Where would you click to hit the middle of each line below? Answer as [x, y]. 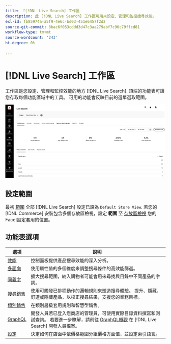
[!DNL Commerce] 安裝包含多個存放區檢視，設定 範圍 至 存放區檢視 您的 [81, 213]
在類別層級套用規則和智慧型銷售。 [67, 305]
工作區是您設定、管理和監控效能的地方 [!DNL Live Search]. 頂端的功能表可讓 [85, 91]
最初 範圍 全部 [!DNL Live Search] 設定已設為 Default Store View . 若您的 [81, 207]
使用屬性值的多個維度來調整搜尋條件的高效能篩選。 [84, 268]
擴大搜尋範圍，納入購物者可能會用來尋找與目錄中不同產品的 [93, 276]
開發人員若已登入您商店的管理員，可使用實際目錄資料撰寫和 [93, 313]
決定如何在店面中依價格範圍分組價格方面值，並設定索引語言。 [95, 334]
